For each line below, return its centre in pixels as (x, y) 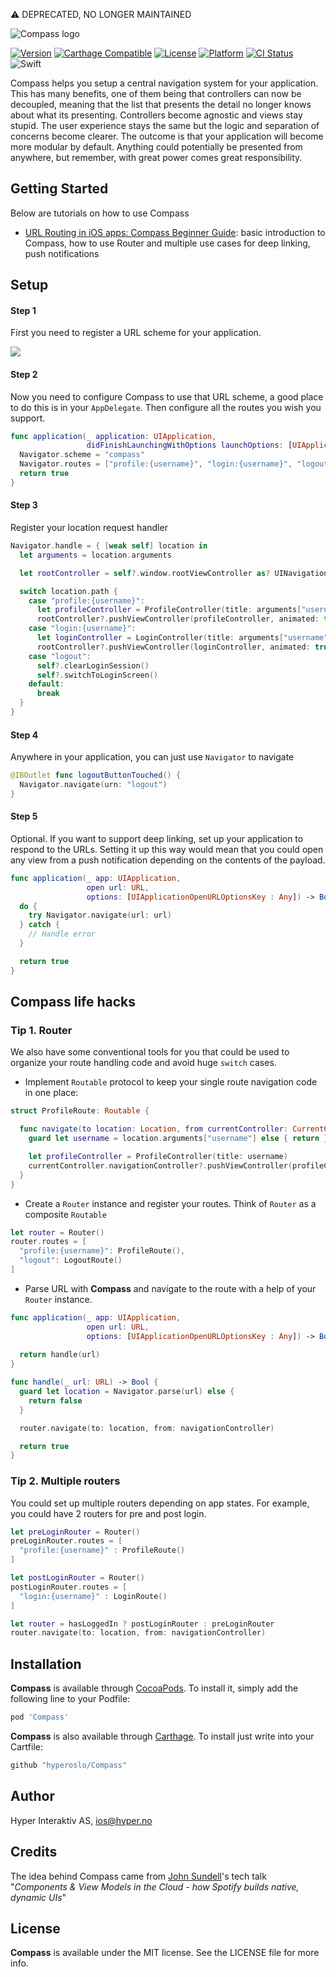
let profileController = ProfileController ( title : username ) (158, 1157)
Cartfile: (26, 1747)
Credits (34, 1852)
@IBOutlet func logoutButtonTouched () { (96, 775)
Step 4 (24, 735)
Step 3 (24, 505)
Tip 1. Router (41, 1031)
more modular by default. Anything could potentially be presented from (156, 147)
